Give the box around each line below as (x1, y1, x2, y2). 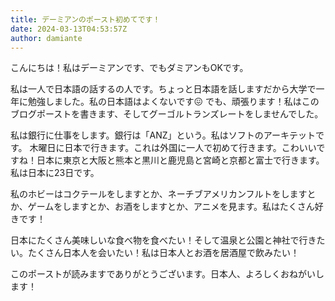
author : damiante (10, 33, 83, 43)
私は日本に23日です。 (10, 167, 100, 179)
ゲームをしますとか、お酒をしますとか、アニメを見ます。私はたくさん (27, 201, 315, 213)
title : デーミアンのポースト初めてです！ (10, 14, 161, 25)
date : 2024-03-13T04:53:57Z (10, 24, 128, 34)
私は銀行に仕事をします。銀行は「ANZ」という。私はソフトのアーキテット (10, 129, 316, 141)
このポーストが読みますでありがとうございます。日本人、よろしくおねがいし (10, 268, 325, 280)
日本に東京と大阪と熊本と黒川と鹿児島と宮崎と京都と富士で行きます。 (36, 154, 325, 166)
